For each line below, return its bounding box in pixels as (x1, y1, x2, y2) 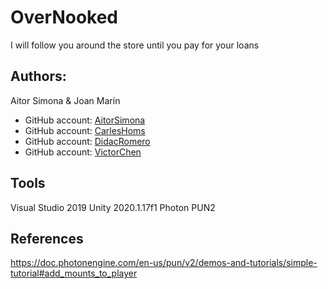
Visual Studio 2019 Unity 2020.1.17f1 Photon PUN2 (10, 201, 216, 213)
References (10, 230, 84, 247)
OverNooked (10, 6, 119, 29)
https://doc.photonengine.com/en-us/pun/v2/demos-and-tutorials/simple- (10, 257, 318, 269)
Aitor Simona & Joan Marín (10, 94, 121, 106)
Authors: (10, 68, 67, 85)
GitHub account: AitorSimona (24, 114, 146, 126)
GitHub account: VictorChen (24, 146, 142, 158)
